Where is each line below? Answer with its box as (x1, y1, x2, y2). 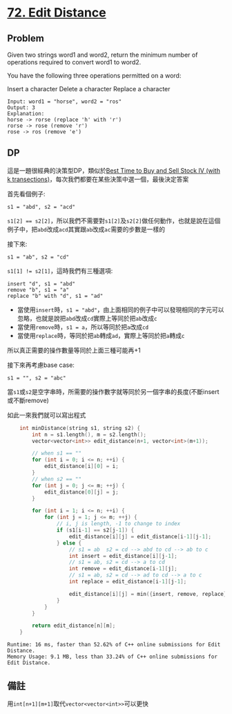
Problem (7, 32, 45, 44)
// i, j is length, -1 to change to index (56, 520, 181, 527)
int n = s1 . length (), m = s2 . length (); (32, 431, 147, 438)
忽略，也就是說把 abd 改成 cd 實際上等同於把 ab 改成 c (17, 314, 157, 322)
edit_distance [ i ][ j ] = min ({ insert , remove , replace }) (68, 590, 230, 597)
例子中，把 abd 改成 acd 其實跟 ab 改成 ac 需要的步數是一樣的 (7, 225, 166, 233)
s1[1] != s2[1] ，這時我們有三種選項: (7, 266, 113, 274)
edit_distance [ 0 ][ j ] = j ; (43, 489, 119, 496)
